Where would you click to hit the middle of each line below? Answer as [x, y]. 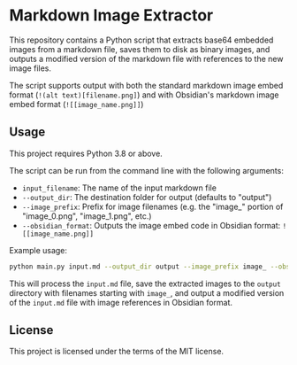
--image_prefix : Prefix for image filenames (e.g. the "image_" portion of [152, 206]
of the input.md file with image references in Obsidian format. [121, 302]
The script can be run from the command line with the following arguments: [147, 170]
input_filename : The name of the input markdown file [119, 188]
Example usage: [38, 250]
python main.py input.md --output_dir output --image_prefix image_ [138, 267]
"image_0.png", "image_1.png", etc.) [87, 216]
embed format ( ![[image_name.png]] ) [76, 104]
